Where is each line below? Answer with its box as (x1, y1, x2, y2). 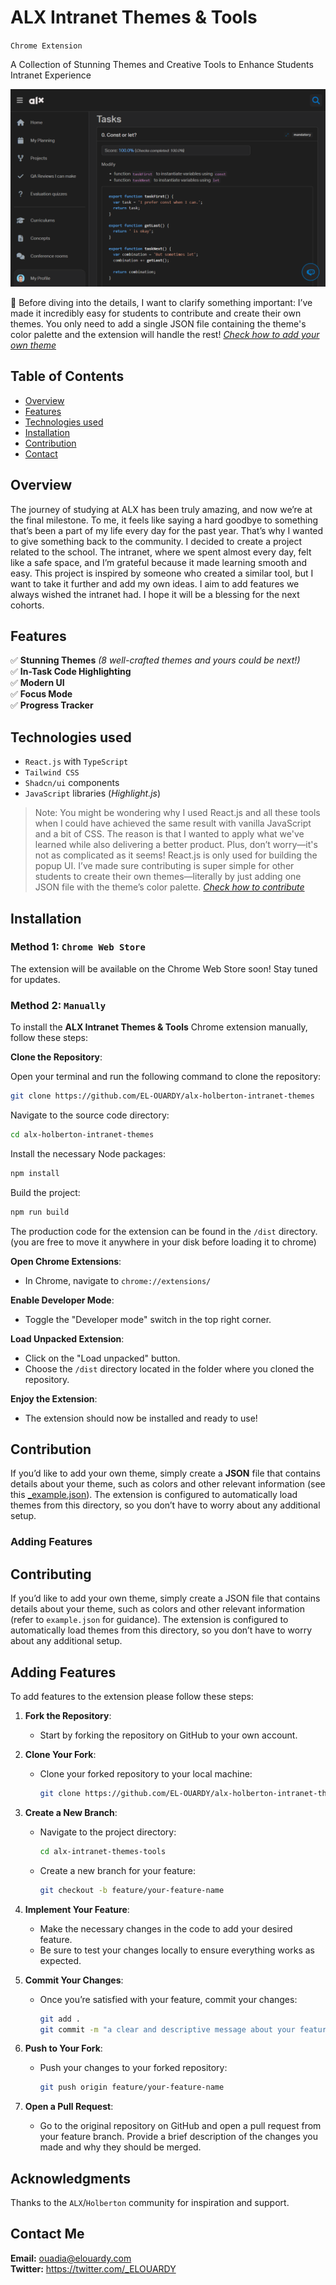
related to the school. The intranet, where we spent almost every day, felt (10, 546, 312, 558)
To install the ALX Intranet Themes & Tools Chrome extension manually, (10, 1021, 308, 1033)
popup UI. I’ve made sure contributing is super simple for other (34, 860, 295, 872)
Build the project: (10, 1186, 81, 1198)
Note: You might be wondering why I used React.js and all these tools (34, 807, 321, 819)
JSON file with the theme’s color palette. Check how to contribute (34, 881, 305, 893)
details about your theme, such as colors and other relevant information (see (10, 1478, 326, 1490)
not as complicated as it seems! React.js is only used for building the (34, 849, 318, 861)
